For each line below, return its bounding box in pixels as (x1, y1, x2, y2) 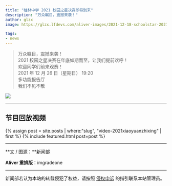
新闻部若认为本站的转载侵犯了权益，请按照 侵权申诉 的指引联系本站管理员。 (5, 175, 165, 181)
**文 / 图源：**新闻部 (5, 148, 50, 155)
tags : (5, 31, 17, 36)
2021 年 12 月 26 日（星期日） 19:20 (17, 70, 94, 76)
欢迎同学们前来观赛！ (17, 64, 63, 69)
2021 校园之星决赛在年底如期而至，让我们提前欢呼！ (17, 57, 128, 63)
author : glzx (5, 17, 33, 22)
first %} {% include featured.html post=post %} (5, 133, 105, 139)
